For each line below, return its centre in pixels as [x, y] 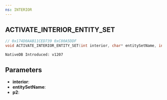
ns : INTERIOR [19, 10]
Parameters [24, 70]
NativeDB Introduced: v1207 [34, 55]
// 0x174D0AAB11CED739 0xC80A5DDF [41, 41]
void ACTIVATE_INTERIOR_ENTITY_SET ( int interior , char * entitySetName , [81, 46]
